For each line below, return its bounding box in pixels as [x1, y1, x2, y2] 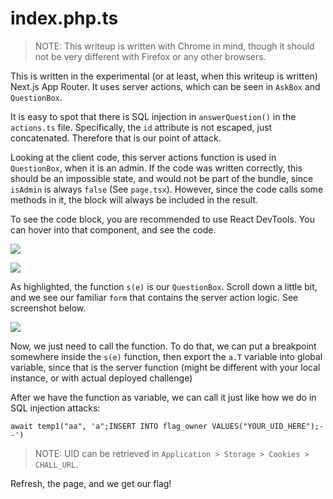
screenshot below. [10, 302, 87, 314]
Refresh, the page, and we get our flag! [10, 477, 172, 489]
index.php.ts [10, 7, 119, 30]
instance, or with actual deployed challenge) [10, 372, 193, 384]
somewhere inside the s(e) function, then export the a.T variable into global [10, 350, 323, 362]
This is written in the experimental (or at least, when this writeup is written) [10, 70, 318, 82]
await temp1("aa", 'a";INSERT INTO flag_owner [10, 421, 208, 431]
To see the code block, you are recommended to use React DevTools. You [10, 213, 315, 225]
